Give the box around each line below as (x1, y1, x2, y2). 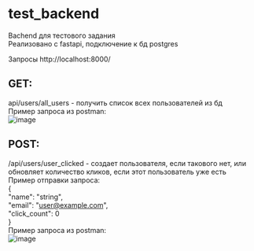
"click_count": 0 (8, 209, 61, 218)
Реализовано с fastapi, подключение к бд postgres (8, 39, 179, 48)
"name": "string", (8, 192, 63, 201)
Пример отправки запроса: (8, 175, 101, 185)
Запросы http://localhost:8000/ (8, 54, 112, 64)
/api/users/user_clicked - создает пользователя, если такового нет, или (8, 158, 246, 168)
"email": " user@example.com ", (8, 200, 109, 209)
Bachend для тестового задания (8, 31, 116, 40)
